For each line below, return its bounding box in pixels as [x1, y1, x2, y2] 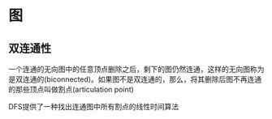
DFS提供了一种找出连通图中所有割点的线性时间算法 [8, 102, 179, 111]
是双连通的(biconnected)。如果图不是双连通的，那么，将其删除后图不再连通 [8, 74, 262, 84]
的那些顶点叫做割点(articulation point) [8, 85, 134, 94]
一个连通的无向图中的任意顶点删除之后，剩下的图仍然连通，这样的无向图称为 [8, 65, 265, 74]
